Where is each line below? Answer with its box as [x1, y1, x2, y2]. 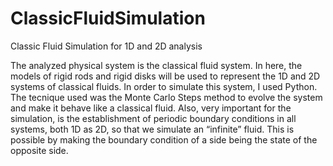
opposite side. [10, 144, 69, 156]
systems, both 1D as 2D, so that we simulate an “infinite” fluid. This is [10, 123, 295, 135]
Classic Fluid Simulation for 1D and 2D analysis [10, 40, 203, 52]
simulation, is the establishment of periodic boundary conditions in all [10, 112, 297, 124]
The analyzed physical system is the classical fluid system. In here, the [10, 59, 303, 71]
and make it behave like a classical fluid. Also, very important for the [10, 102, 292, 114]
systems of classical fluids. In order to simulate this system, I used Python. [10, 80, 318, 92]
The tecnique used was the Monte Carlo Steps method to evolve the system [10, 91, 323, 103]
